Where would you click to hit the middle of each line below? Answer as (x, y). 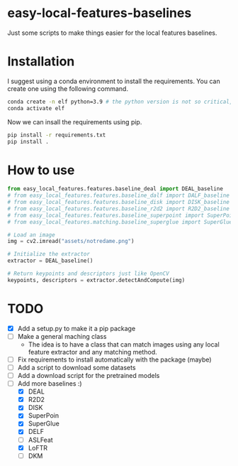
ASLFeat (40, 440)
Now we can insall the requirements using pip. (75, 121)
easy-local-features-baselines (100, 13)
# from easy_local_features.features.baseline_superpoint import (106, 215)
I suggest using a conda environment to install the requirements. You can (114, 81)
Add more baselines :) (50, 384)
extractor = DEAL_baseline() (50, 261)
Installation (41, 61)
